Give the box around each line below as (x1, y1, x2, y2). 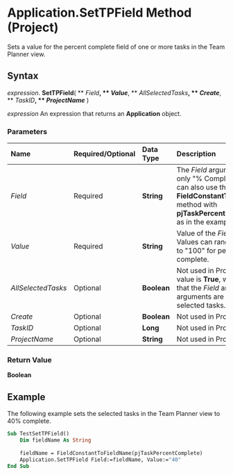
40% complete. (7, 417, 51, 425)
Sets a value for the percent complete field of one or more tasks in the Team (7, 42, 225, 51)
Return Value (7, 355, 52, 365)
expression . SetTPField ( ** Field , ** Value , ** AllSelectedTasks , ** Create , (7, 88, 222, 97)
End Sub (7, 462, 30, 469)
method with (176, 200, 218, 210)
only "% (176, 174, 203, 183)
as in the (176, 217, 205, 227)
